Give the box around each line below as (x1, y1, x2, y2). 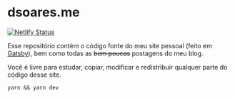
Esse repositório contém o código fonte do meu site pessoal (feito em (7, 41, 213, 50)
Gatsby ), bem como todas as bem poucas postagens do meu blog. (7, 49, 204, 58)
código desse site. (7, 70, 62, 79)
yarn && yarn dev (7, 84, 59, 91)
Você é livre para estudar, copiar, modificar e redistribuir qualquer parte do (7, 62, 228, 71)
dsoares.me (7, 4, 80, 21)
